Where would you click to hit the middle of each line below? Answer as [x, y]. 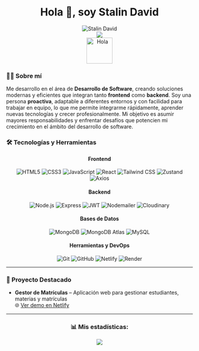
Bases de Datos [99, 219]
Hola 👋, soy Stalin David [99, 12]
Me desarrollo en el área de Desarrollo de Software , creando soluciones [95, 89]
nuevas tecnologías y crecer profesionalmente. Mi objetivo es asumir [90, 114]
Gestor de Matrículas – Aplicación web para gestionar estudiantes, [97, 293]
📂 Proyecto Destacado [39, 280]
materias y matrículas [41, 299]
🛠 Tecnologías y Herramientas [51, 143]
